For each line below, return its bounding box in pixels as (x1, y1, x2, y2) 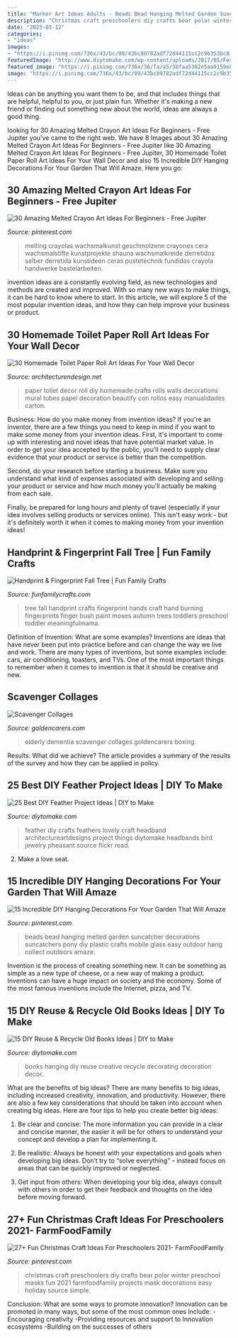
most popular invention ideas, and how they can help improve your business (7, 301, 230, 309)
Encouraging (7, 1315, 45, 1323)
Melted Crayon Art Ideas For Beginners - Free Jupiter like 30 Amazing (7, 141, 211, 149)
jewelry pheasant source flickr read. (24, 841, 130, 849)
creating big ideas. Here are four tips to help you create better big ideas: (7, 1106, 218, 1115)
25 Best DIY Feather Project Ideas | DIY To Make (7, 779, 223, 792)
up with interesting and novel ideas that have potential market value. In (7, 438, 214, 446)
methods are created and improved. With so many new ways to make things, (7, 286, 231, 294)
